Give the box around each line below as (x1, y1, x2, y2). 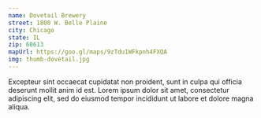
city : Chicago (8, 26, 55, 34)
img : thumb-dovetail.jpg (8, 56, 90, 64)
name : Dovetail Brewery (8, 11, 87, 20)
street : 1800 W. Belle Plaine (8, 19, 108, 27)
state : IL (8, 33, 41, 42)
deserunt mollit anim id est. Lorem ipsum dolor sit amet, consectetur (8, 85, 230, 94)
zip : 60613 (8, 41, 44, 49)
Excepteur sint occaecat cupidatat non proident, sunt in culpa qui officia (8, 76, 242, 87)
